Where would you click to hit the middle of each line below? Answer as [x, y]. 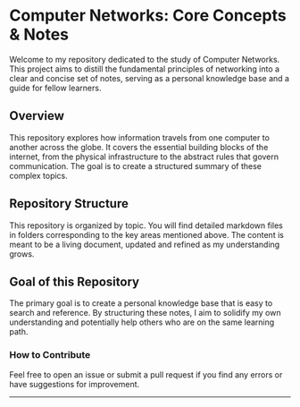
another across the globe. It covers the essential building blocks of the [139, 147]
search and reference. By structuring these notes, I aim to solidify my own [145, 313]
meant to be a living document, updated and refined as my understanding [145, 244]
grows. [22, 254]
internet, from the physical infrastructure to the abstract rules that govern [144, 157]
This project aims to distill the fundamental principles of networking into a [144, 69]
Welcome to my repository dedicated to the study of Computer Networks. [145, 59]
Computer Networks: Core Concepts [148, 16]
